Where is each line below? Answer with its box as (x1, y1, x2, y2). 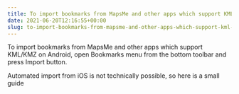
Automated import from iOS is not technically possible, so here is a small (7, 71, 220, 80)
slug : (7, 23, 23, 30)
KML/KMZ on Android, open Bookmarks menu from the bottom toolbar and (7, 50, 227, 59)
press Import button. (7, 58, 68, 66)
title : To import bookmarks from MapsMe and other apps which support (7, 10, 221, 18)
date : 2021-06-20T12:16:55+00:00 (7, 17, 107, 24)
